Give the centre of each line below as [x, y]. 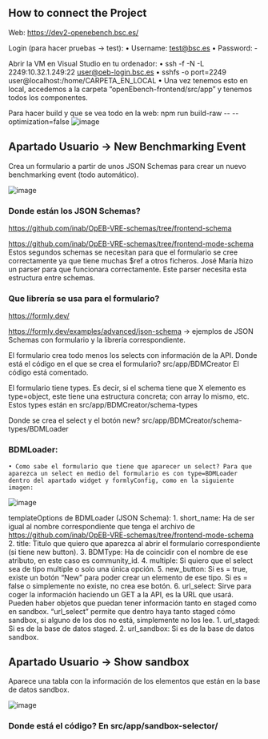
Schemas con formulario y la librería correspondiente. [97, 340]
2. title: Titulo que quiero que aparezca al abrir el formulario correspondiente [134, 543]
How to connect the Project [78, 13]
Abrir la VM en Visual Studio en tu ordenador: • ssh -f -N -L [106, 63]
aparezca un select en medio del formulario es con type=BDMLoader [123, 473]
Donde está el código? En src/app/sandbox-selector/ [113, 726]
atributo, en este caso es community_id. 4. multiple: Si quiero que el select [131, 560]
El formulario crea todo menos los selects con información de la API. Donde [133, 355]
